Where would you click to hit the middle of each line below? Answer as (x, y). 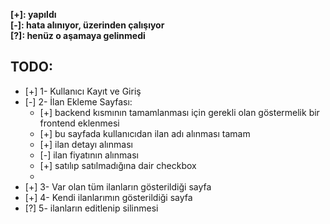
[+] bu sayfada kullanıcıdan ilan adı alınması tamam (145, 133)
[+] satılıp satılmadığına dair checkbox (118, 165)
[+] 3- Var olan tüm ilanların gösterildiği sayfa (118, 186)
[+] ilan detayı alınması (86, 144)
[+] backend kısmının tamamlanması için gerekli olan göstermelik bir (179, 112)
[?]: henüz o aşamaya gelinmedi (78, 35)
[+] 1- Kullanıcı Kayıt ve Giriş (83, 91)
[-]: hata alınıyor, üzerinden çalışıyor (87, 25)
